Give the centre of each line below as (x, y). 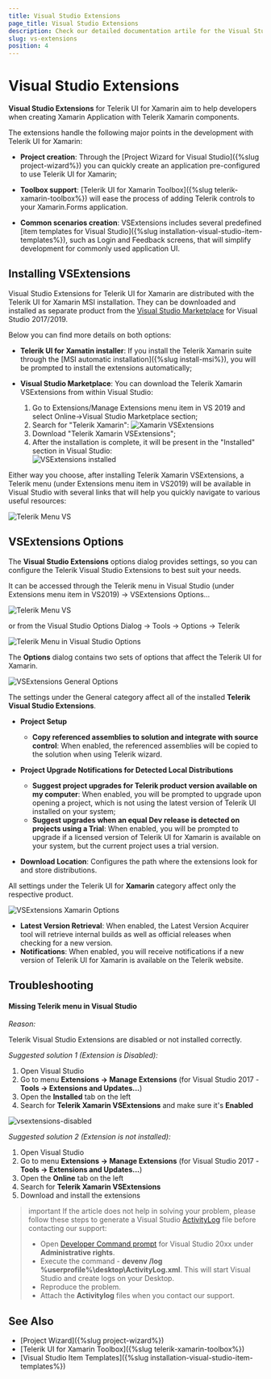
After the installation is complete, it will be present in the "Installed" (144, 442)
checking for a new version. (66, 943)
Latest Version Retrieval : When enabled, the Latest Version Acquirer (134, 925)
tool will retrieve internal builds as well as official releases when (125, 934)
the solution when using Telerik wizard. (97, 754)
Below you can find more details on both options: (90, 335)
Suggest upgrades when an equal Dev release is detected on (136, 820)
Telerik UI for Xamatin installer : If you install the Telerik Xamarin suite (136, 350)
